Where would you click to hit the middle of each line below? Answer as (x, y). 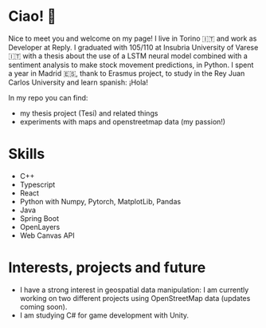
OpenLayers (40, 227)
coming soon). (43, 306)
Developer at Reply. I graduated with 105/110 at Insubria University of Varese (133, 47)
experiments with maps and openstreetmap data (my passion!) (122, 121)
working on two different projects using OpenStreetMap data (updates (135, 298)
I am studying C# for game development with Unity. (104, 315)
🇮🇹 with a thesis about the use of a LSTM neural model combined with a (128, 56)
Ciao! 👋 (33, 16)
